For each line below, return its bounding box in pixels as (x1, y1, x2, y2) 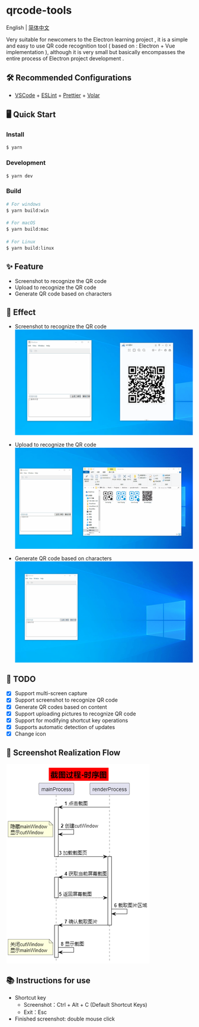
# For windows (6, 201, 41, 207)
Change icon (14, 730, 46, 737)
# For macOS (6, 220, 36, 226)
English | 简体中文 (6, 24, 50, 31)
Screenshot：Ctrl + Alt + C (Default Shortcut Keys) (23, 1001, 147, 1009)
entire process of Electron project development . (6, 55, 124, 62)
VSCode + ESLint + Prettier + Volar (14, 92, 100, 99)
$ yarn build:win (6, 208, 49, 213)
